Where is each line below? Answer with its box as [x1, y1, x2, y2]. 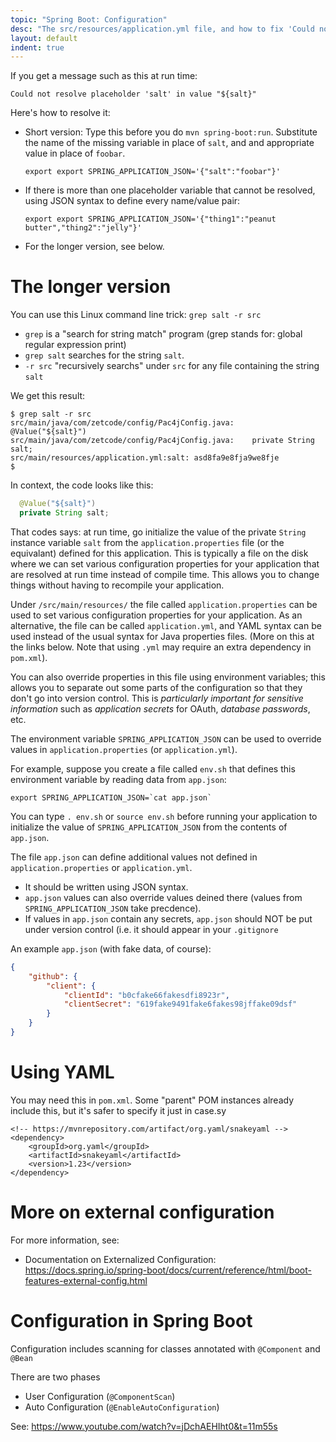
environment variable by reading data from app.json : [10, 773, 227, 785]
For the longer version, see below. [24, 241, 165, 253]
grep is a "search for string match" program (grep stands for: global [24, 328, 303, 340]
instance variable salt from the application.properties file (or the [10, 536, 285, 548]
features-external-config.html [24, 1274, 148, 1286]
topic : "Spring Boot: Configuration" [10, 14, 168, 25]
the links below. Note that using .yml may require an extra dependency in [10, 641, 312, 653]
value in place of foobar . [24, 147, 126, 160]
